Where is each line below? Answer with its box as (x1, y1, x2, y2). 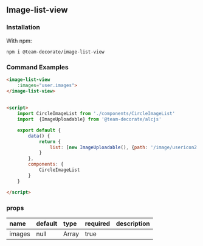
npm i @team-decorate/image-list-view (6, 49, 105, 55)
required (84, 219, 111, 228)
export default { (17, 127, 61, 133)
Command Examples (6, 63, 69, 71)
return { (38, 138, 61, 145)
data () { (28, 133, 50, 139)
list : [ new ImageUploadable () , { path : (49, 144, 148, 150)
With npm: (6, 37, 32, 44)
